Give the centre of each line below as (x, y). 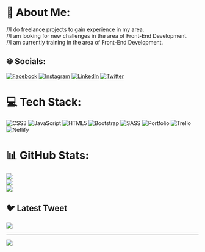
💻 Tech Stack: (44, 102)
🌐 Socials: (26, 61)
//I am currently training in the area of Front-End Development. (85, 42)
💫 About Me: (38, 13)
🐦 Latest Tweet (37, 208)
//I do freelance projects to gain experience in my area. (75, 29)
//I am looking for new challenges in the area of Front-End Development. (97, 35)
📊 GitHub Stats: (48, 155)
